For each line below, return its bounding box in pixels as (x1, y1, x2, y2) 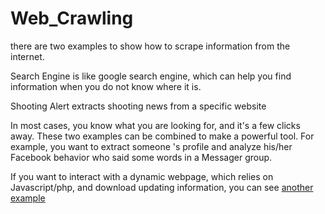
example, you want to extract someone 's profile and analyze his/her (10, 140, 293, 152)
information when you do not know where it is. (10, 80, 202, 92)
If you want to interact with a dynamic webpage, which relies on (10, 170, 274, 182)
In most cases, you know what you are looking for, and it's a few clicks (10, 119, 301, 131)
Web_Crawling (10, 7, 134, 30)
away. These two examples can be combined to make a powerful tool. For (10, 130, 315, 142)
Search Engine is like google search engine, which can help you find (10, 70, 292, 82)
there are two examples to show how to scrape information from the (10, 40, 291, 52)
